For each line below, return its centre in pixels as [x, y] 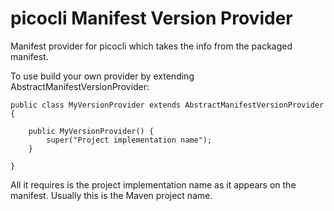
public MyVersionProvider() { [91, 131]
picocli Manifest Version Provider [151, 18]
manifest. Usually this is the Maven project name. [111, 195]
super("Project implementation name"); [129, 140]
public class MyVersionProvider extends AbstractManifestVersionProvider [167, 105]
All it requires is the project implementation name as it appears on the [153, 184]
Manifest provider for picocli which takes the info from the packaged [151, 46]
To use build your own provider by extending [102, 76]
